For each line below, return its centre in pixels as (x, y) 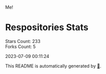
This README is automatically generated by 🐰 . (53, 66)
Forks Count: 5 (21, 46)
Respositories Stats (47, 27)
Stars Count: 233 (23, 41)
